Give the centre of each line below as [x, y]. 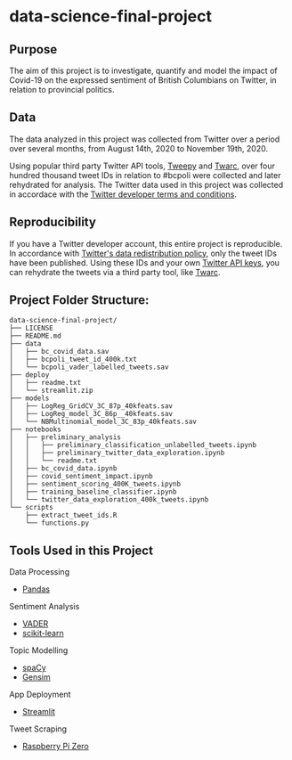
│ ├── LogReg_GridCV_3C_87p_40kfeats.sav [91, 406]
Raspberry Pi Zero [55, 747]
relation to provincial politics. [62, 90]
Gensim [36, 677]
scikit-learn [43, 633]
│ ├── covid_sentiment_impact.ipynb [81, 477]
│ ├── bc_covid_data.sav [59, 352]
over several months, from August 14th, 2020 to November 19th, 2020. [139, 148]
